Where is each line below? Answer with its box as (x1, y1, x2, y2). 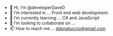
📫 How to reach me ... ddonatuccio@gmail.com (9, 26, 106, 31)
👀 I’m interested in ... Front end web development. (9, 10, 109, 16)
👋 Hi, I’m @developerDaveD (9, 5, 65, 10)
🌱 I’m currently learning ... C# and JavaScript (9, 15, 99, 20)
